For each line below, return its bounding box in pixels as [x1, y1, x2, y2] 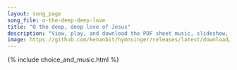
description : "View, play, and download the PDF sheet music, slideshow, [7, 29, 229, 37]
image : [7, 36, 27, 43]
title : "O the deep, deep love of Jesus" [7, 23, 131, 30]
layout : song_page [7, 10, 61, 17]
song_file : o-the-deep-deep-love [7, 17, 106, 24]
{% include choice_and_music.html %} [7, 55, 120, 64]
